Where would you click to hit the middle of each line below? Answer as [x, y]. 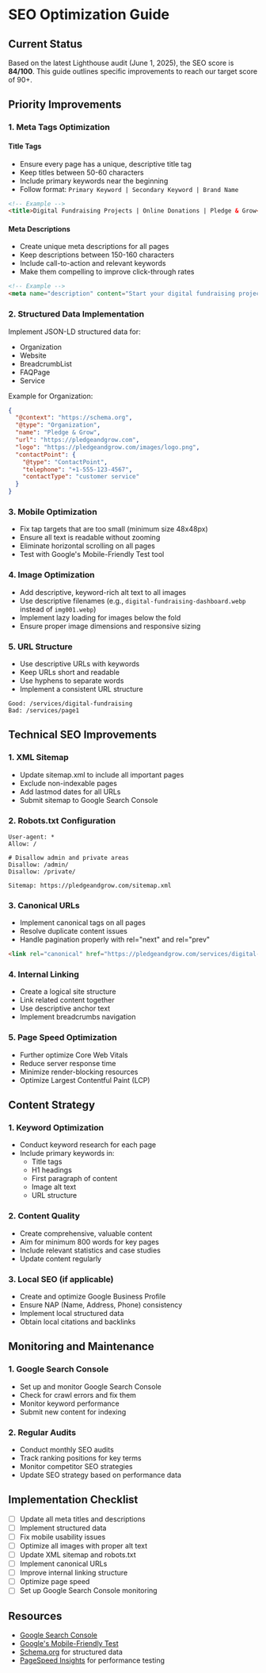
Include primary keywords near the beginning [94, 181]
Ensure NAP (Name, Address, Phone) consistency [101, 1305]
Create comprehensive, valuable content [86, 1233]
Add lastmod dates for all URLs [70, 792]
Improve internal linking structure [74, 1573]
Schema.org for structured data [71, 1652]
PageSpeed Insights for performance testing [92, 1660]
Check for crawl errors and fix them [78, 1395]
